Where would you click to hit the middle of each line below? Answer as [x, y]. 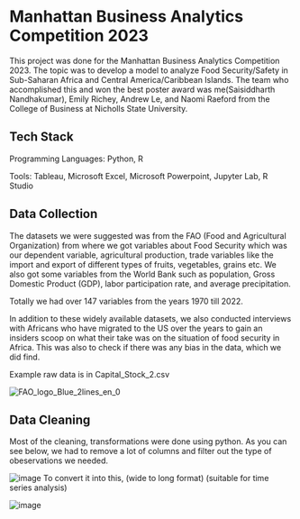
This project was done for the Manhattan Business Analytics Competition [145, 60]
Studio [22, 186]
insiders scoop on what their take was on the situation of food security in [145, 337]
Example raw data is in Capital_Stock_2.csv [90, 374]
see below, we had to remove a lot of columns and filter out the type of [141, 451]
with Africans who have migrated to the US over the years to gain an [136, 328]
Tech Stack [41, 137]
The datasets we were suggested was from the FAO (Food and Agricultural [148, 235]
